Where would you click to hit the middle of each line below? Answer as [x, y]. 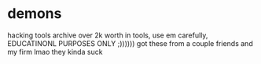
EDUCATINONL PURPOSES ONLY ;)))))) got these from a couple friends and [130, 43]
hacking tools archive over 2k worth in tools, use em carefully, [108, 35]
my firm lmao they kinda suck [55, 52]
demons [35, 14]
